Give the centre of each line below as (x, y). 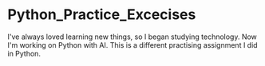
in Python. (24, 53)
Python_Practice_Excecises (102, 15)
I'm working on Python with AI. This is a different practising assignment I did (132, 45)
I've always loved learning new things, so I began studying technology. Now (132, 37)
